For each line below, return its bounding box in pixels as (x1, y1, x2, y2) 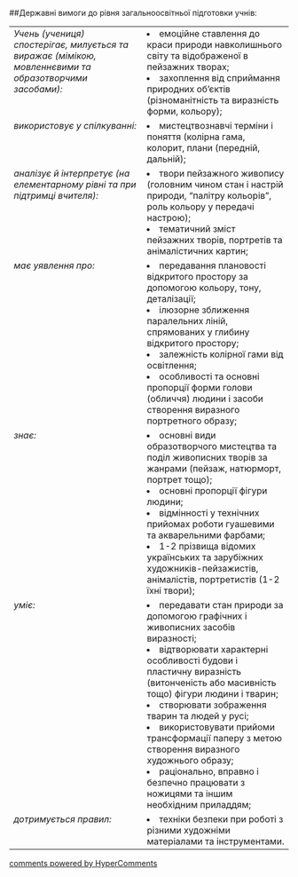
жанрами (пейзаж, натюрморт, (146, 462, 282, 474)
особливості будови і (146, 654, 238, 667)
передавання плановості (159, 259, 266, 272)
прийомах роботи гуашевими (146, 518, 275, 530)
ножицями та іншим (146, 787, 233, 800)
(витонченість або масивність (146, 676, 277, 689)
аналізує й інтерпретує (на (13, 168, 130, 179)
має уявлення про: (13, 259, 95, 272)
